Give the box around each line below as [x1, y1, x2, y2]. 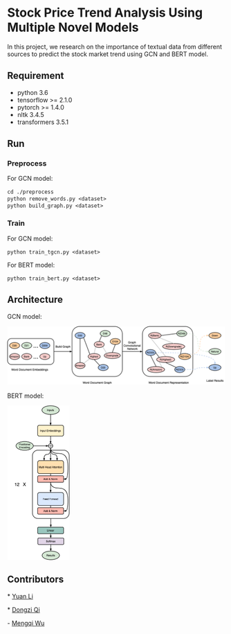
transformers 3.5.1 [17, 118, 69, 126]
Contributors [7, 574, 64, 585]
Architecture [7, 294, 64, 306]
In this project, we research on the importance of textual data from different [7, 42, 223, 51]
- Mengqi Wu [7, 619, 45, 627]
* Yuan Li [7, 592, 33, 600]
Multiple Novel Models [7, 19, 139, 35]
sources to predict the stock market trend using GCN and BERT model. [7, 50, 209, 58]
